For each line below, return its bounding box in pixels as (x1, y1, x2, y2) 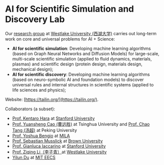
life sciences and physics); (12, 87, 66, 93)
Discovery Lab (5, 14, 65, 25)
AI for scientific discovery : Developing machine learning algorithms (12, 71, 150, 77)
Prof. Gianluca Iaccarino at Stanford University (12, 143, 106, 149)
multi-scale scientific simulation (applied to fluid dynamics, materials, (12, 56, 152, 62)
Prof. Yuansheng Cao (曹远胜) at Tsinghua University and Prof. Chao (12, 121, 150, 127)
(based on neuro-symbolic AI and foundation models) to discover (12, 77, 144, 82)
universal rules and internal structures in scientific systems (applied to (12, 82, 154, 87)
